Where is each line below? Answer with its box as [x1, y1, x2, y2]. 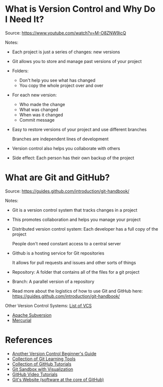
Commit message [19, 117, 55, 123]
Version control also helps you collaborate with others [12, 145, 120, 151]
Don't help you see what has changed [19, 77, 96, 83]
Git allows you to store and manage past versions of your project [12, 58, 142, 64]
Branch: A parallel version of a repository [12, 279, 95, 284]
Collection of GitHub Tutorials [12, 361, 72, 367]
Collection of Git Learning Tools [12, 356, 76, 362]
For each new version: [12, 92, 57, 98]
